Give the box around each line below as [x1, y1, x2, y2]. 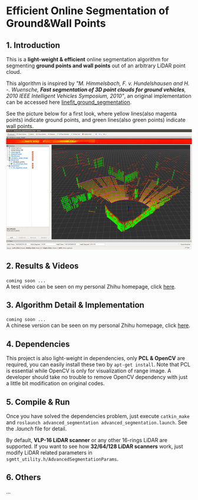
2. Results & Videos [6, 261, 79, 271]
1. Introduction [6, 40, 60, 50]
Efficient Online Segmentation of [6, 4, 170, 18]
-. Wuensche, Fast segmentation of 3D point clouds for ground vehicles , [6, 86, 186, 93]
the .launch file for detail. [6, 425, 67, 432]
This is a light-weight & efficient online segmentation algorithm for [6, 56, 169, 63]
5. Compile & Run [6, 397, 70, 407]
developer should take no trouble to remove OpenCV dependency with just [6, 374, 188, 381]
